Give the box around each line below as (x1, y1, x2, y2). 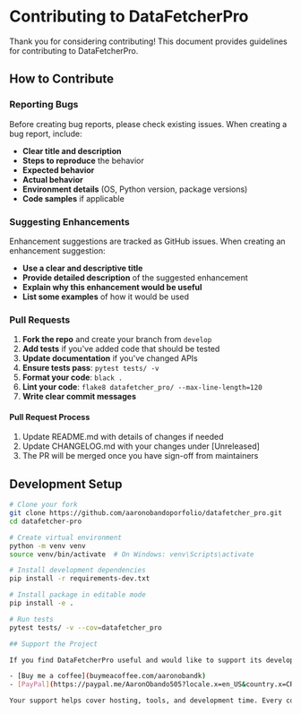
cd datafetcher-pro (9, 517, 82, 526)
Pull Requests (9, 314, 71, 326)
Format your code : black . (21, 372, 123, 383)
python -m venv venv (9, 541, 87, 550)
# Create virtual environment (9, 533, 123, 542)
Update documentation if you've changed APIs (21, 353, 199, 364)
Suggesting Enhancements (9, 215, 130, 228)
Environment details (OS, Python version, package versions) (21, 184, 248, 194)
